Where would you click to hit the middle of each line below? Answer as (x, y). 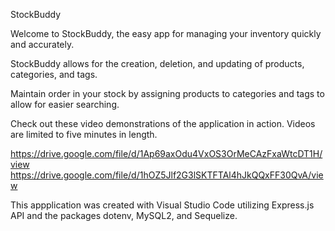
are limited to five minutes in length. (84, 134)
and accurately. (42, 44)
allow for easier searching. (65, 104)
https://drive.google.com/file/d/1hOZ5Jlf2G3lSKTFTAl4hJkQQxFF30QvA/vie (167, 175)
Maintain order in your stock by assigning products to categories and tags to (167, 93)
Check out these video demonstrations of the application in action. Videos (163, 123)
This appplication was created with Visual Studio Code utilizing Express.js (162, 205)
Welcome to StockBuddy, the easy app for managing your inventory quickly (166, 33)
